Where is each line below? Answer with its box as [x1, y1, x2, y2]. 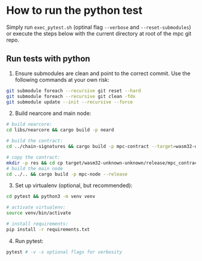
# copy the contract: [6, 154, 61, 160]
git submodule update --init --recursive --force [6, 99, 133, 105]
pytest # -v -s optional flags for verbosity [6, 249, 122, 255]
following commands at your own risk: [14, 76, 110, 83]
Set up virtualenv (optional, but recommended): [14, 182, 133, 189]
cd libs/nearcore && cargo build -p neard [6, 127, 114, 133]
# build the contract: [6, 138, 63, 144]
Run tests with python [6, 54, 90, 64]
